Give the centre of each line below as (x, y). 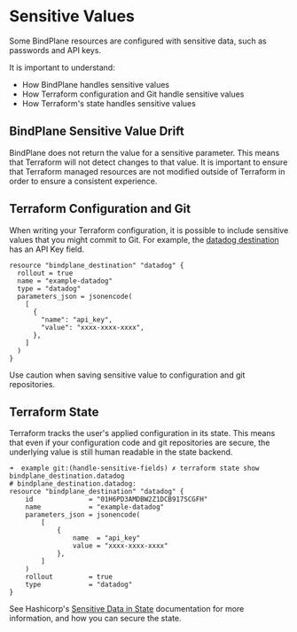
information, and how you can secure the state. (95, 619)
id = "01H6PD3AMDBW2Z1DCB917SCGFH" (117, 499)
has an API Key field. (47, 249)
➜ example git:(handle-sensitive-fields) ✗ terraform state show (134, 468)
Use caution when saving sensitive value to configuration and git (127, 375)
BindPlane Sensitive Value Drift (97, 132)
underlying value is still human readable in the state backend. (121, 452)
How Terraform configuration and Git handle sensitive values (133, 94)
